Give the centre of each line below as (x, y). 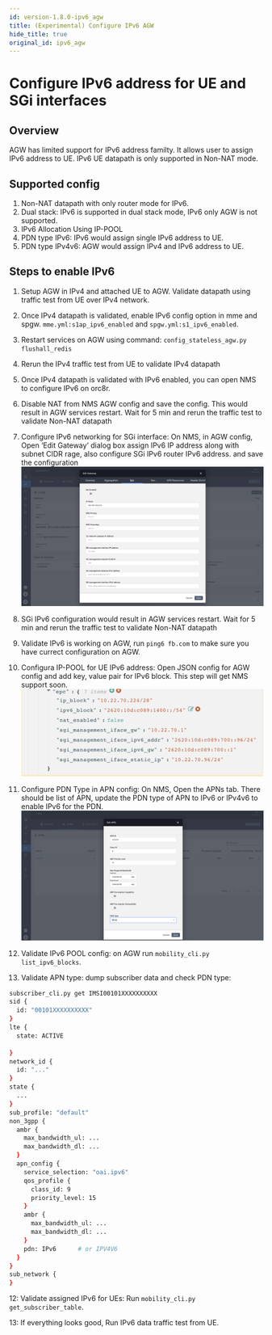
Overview (34, 131)
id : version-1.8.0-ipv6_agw (56, 17)
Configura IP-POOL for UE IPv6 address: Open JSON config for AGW (135, 667)
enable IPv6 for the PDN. (62, 806)
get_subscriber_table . (46, 1307)
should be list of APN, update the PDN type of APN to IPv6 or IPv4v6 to (139, 798)
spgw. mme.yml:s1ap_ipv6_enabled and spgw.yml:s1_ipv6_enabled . (130, 324)
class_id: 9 (50, 1189)
